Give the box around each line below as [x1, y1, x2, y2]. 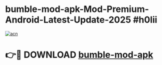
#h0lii [132, 14, 157, 25]
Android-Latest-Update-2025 [5, 14, 131, 25]
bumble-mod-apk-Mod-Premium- [5, 3, 149, 15]
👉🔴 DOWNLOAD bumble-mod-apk [5, 49, 153, 60]
